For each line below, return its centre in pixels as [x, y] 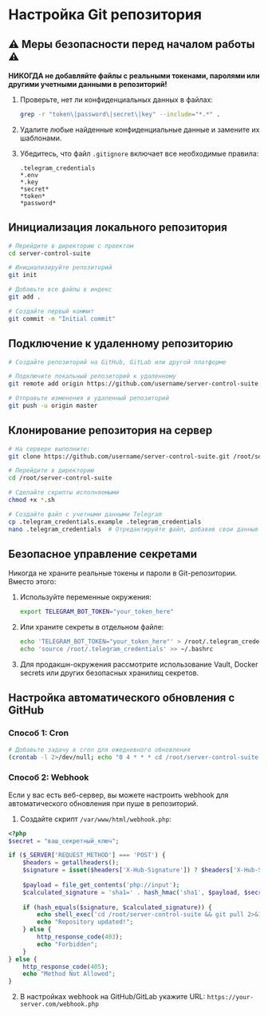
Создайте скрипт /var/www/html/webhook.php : [95, 819]
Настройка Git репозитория [105, 15]
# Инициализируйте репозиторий [60, 268]
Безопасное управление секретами [103, 553]
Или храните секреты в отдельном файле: [92, 627]
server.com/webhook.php [59, 1004]
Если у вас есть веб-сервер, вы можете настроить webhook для [118, 795]
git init [23, 275]
